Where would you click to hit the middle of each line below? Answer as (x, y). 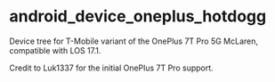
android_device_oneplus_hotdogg (138, 16)
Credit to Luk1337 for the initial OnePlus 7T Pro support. (111, 68)
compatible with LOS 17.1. (55, 50)
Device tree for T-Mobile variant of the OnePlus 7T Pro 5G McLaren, (134, 41)
